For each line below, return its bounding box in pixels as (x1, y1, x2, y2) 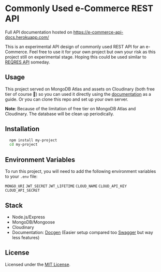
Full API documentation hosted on (5, 29, 73, 35)
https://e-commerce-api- (73, 29, 124, 35)
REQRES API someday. (5, 59, 50, 65)
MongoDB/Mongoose (12, 219, 55, 225)
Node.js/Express (12, 214, 45, 220)
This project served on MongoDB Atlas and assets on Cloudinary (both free (5, 86, 155, 92)
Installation (5, 125, 40, 133)
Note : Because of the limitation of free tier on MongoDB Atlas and (5, 106, 136, 111)
